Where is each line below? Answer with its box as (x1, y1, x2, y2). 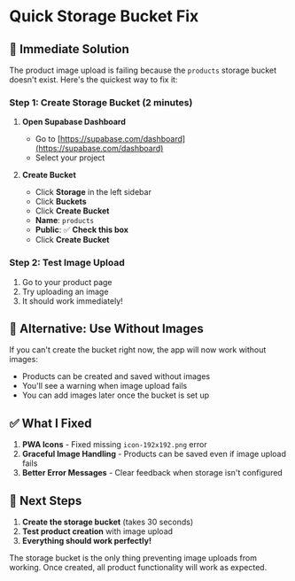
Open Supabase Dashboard (21, 117, 126, 128)
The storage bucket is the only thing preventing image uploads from (9, 553, 257, 563)
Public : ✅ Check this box (35, 224, 128, 236)
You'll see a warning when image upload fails (21, 381, 188, 391)
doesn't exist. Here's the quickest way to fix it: (9, 74, 178, 85)
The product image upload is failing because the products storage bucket (9, 65, 277, 75)
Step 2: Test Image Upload (9, 257, 126, 269)
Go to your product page (21, 276, 113, 287)
